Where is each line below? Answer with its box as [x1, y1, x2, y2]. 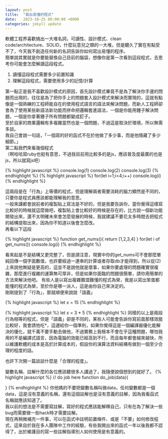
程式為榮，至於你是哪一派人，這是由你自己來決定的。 [18, 283, 128, 289]
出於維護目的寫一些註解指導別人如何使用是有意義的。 [18, 428, 128, 434]
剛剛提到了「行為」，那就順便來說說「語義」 [5, 289, 95, 296]
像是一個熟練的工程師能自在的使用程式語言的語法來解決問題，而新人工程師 [5, 101, 158, 107]
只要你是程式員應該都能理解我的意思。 [5, 195, 84, 201]
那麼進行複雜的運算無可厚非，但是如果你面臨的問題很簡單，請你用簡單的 [13, 270, 163, 276]
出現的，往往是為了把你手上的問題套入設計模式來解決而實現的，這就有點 [13, 95, 163, 101]
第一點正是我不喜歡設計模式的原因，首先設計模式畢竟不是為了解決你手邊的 [5, 88, 158, 94]
